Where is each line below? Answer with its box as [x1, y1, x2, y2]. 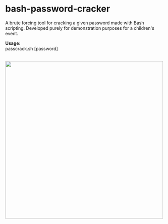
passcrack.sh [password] [5, 45, 58, 51]
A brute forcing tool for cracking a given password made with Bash [5, 20, 144, 26]
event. [5, 30, 19, 36]
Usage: [5, 40, 21, 46]
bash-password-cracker [5, 3, 110, 15]
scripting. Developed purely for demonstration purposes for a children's [5, 25, 155, 31]
